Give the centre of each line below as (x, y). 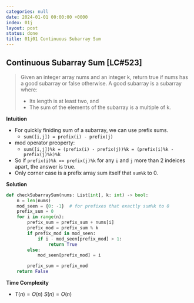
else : (34, 250)
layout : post (22, 28)
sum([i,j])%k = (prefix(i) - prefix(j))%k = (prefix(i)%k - (98, 149)
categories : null (27, 11)
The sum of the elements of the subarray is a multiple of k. (100, 107)
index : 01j (19, 22)
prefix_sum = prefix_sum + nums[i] (71, 223)
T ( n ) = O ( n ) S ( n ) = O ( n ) (43, 294)
